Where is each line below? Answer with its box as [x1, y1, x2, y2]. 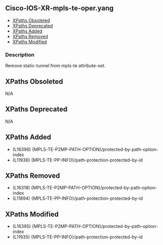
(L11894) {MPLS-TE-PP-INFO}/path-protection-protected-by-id [12, 195, 143, 201]
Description [5, 51, 35, 58]
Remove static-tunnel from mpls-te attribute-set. [5, 63, 106, 69]
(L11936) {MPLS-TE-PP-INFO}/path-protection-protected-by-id [12, 157, 143, 163]
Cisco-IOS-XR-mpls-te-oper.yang [5, 4, 114, 13]
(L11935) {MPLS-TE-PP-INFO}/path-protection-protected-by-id [12, 234, 143, 240]
